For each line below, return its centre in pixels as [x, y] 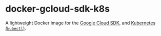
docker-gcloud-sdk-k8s [58, 9]
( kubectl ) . [16, 28]
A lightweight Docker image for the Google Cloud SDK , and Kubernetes [80, 23]
